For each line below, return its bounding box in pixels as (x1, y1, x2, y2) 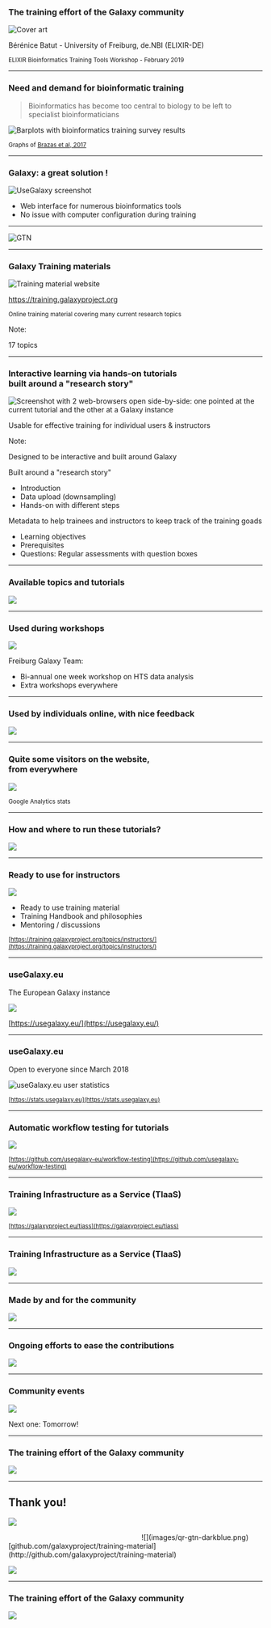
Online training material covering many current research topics (8, 311, 181, 319)
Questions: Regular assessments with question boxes (19, 549, 198, 559)
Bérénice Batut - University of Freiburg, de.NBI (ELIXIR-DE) (8, 40, 204, 50)
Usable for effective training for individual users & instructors (8, 421, 211, 430)
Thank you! (8, 1495, 67, 1510)
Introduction (19, 484, 61, 493)
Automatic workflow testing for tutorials (8, 1122, 169, 1133)
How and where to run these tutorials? (8, 823, 161, 835)
